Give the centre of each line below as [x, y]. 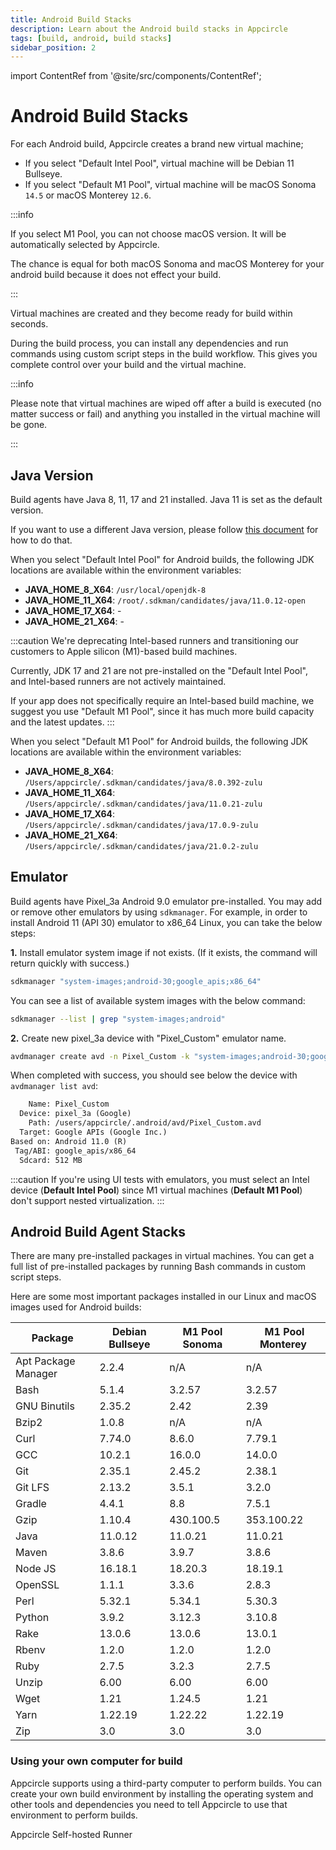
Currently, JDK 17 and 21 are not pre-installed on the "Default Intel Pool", [159, 670]
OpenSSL [37, 1585]
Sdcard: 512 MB [51, 1160]
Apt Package [45, 1361]
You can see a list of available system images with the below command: [158, 1000]
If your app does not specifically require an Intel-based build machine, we [162, 700]
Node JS [36, 1569]
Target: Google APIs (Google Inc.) [93, 1132]
